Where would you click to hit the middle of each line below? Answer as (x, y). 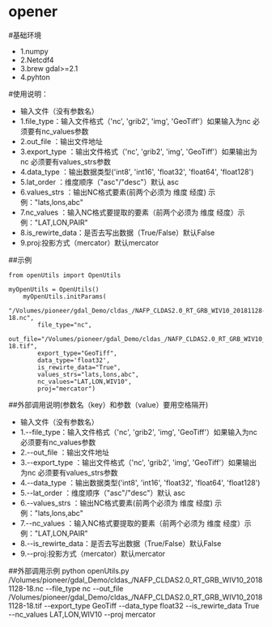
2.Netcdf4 (37, 60)
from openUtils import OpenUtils (65, 275)
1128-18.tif (25, 605)
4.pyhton (35, 77)
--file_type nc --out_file (85, 588)
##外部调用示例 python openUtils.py (69, 570)
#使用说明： (28, 94)
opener (33, 12)
